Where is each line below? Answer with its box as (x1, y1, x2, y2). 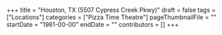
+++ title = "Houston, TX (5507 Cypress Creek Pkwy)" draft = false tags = (6, 6, 216, 14)
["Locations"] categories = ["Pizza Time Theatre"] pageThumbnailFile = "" (6, 13, 217, 21)
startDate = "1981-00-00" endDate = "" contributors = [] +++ (6, 21, 179, 28)
